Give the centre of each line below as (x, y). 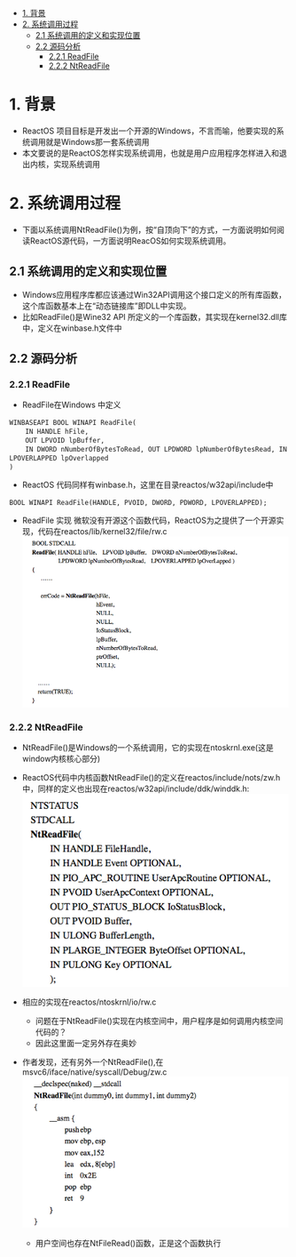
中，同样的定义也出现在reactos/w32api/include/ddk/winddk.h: (136, 789)
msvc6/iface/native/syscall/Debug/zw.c (94, 1072)
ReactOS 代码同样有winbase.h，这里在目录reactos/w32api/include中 (148, 485)
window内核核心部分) (61, 759)
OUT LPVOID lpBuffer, (65, 441)
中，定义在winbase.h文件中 (72, 328)
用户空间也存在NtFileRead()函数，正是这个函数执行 (128, 1244)
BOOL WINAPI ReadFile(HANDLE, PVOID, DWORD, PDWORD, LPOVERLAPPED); (138, 503)
